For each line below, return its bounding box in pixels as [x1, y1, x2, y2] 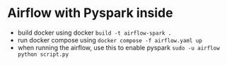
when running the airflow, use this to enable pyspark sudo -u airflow [17, 43, 221, 52]
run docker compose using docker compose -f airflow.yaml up [17, 35, 203, 44]
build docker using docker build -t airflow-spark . [17, 28, 172, 37]
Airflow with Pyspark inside [7, 5, 173, 21]
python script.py [17, 51, 69, 58]
